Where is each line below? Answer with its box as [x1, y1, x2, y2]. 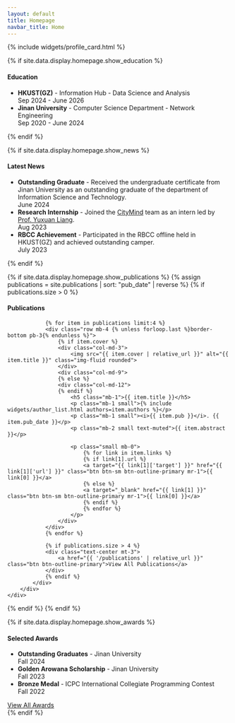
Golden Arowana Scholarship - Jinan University [17, 665, 159, 674]
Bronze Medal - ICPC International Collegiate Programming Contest [17, 680, 215, 688]
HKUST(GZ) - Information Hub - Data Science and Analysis [17, 88, 191, 97]
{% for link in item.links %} [83, 449, 172, 457]
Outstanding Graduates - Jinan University [17, 649, 142, 658]
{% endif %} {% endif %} [7, 604, 81, 612]
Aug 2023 [17, 223, 47, 231]
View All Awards [7, 701, 54, 710]
